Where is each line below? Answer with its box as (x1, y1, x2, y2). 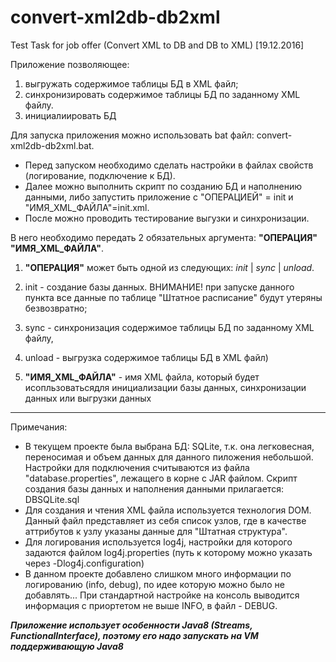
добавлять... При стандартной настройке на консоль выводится (24, 589, 300, 601)
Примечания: (10, 421, 68, 433)
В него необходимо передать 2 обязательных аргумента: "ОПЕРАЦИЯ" (10, 231, 318, 243)
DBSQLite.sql (24, 493, 80, 505)
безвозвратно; (24, 302, 88, 314)
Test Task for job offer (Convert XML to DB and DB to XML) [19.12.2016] (10, 39, 305, 51)
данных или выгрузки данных (24, 392, 152, 404)
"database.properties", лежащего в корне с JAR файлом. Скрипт (24, 472, 298, 484)
